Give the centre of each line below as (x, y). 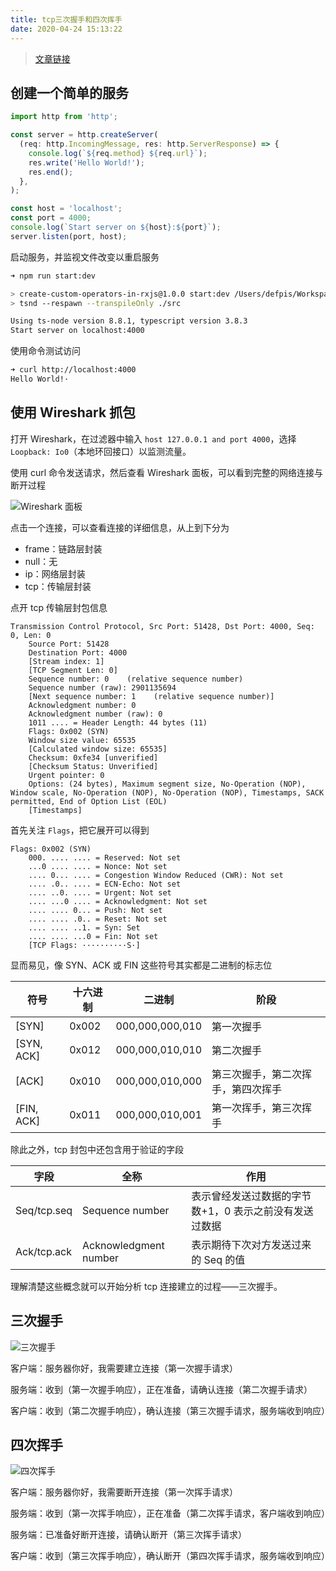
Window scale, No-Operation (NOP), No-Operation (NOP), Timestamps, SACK (167, 792)
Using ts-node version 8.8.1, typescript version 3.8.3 (129, 321)
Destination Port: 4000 (78, 652)
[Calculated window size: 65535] (98, 749)
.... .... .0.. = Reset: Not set (98, 919)
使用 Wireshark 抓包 (73, 412)
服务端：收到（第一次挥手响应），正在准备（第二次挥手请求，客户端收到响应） (170, 1513)
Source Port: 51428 (69, 644)
